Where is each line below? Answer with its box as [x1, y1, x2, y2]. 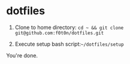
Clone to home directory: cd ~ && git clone [14, 24, 124, 31]
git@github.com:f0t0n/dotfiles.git [14, 30, 104, 36]
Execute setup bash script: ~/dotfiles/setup [14, 40, 124, 47]
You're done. [6, 52, 38, 59]
